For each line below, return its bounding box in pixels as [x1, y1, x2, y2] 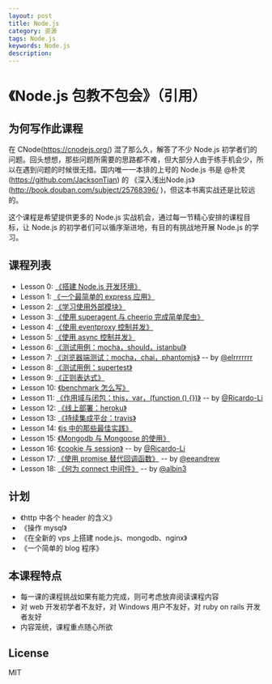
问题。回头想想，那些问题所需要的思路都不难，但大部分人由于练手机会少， [8, 155, 257, 164]
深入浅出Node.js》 [137, 175, 196, 185]
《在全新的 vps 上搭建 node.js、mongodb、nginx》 [19, 533, 188, 542]
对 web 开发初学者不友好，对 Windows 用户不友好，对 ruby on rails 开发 [19, 602, 261, 612]
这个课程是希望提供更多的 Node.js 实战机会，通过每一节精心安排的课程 [8, 212, 244, 222]
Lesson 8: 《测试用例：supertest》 [19, 362, 133, 372]
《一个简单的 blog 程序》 [19, 543, 104, 553]
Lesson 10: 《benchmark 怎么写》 [19, 382, 130, 393]
